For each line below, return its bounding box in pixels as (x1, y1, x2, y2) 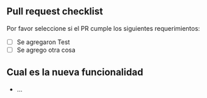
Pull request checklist (6, 6, 103, 17)
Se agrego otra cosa (16, 45, 76, 54)
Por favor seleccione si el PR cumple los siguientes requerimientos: (6, 24, 201, 32)
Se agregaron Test (16, 38, 71, 46)
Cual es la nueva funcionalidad (6, 66, 144, 78)
